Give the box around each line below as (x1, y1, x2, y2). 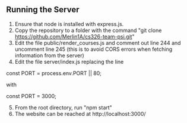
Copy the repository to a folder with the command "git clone (14, 27, 162, 34)
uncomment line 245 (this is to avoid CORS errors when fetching (14, 46, 173, 53)
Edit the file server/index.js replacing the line (14, 58, 124, 65)
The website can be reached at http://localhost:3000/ (14, 110, 147, 117)
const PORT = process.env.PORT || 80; (6, 69, 102, 76)
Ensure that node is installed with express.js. (14, 20, 124, 27)
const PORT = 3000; (6, 92, 56, 99)
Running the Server (6, 5, 80, 15)
